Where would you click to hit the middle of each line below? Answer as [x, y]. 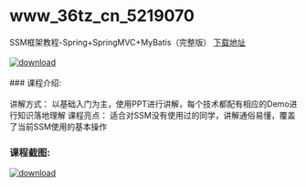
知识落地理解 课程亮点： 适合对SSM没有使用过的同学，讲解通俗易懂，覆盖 [156, 115]
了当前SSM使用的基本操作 [58, 126]
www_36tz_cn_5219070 [102, 16]
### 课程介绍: [36, 82]
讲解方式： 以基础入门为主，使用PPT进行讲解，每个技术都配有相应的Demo [149, 104]
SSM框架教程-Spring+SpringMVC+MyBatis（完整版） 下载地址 [128, 42]
